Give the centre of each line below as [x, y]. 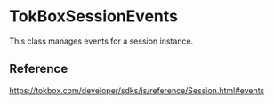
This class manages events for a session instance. [101, 41]
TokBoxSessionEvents [93, 16]
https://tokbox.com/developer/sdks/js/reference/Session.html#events [137, 90]
